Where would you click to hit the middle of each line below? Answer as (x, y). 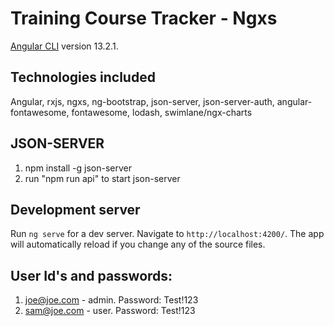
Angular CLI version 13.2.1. (64, 46)
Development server (75, 209)
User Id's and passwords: (91, 275)
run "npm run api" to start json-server (102, 178)
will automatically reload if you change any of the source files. (138, 244)
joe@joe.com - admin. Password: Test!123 (111, 300)
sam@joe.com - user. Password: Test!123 (110, 311)
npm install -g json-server (78, 168)
